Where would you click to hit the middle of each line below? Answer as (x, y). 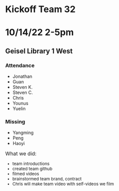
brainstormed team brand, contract (47, 179)
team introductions (31, 163)
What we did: (21, 154)
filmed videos (26, 174)
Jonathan (22, 76)
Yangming (23, 133)
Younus (20, 103)
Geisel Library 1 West (39, 51)
